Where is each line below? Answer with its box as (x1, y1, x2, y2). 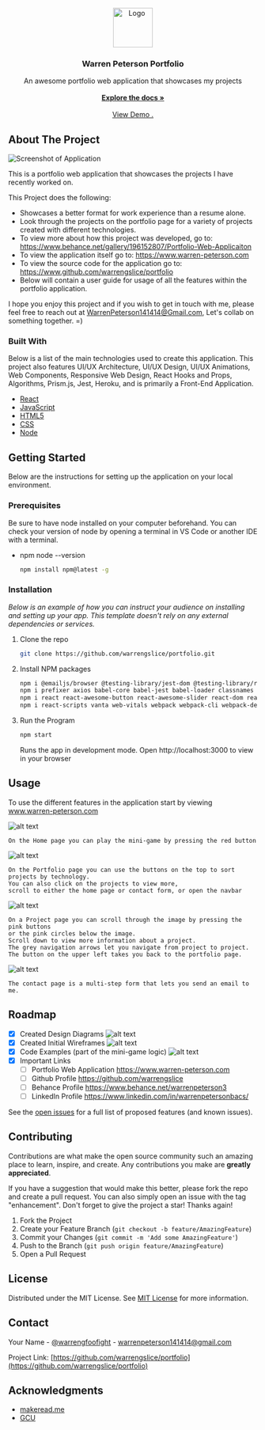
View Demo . (112, 110, 154, 119)
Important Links (19, 1056, 71, 1065)
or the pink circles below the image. (8, 929, 136, 938)
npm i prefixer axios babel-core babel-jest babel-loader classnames (19, 687, 255, 695)
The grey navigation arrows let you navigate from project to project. (8, 943, 249, 951)
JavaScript (19, 403, 55, 412)
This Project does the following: (8, 193, 112, 203)
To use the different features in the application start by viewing (8, 798, 213, 807)
